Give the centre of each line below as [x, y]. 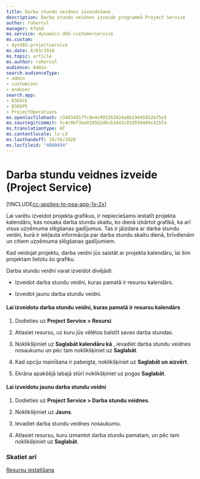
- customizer [22, 84]
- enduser [19, 90]
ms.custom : [20, 39]
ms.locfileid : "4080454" [37, 145]
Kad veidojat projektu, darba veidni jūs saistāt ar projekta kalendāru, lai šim [99, 252]
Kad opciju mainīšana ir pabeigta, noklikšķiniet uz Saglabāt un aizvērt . [101, 362]
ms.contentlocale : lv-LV [37, 134]
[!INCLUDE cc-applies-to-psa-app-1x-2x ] [56, 204]
